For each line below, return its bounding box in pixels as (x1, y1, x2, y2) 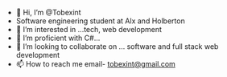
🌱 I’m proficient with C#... (15, 33, 101, 43)
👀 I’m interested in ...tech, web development (15, 25, 163, 34)
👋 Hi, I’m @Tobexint (15, 8, 82, 17)
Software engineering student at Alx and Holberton (15, 16, 185, 26)
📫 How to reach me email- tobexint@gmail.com (15, 59, 175, 68)
